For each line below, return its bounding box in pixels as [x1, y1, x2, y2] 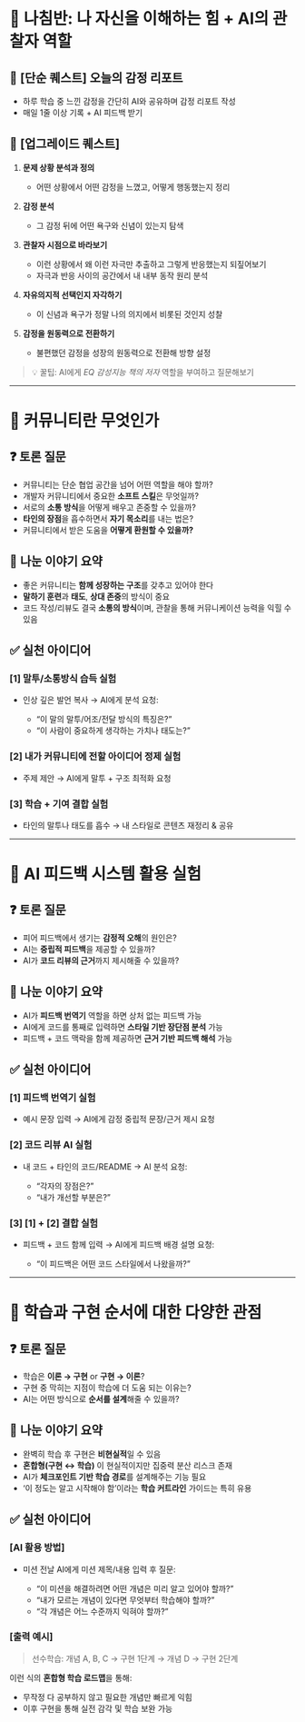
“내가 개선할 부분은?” [35, 1191, 111, 1202]
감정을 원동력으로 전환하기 [22, 328, 115, 339]
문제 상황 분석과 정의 [22, 162, 95, 173]
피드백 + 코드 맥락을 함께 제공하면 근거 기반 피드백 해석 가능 [22, 1032, 233, 1043]
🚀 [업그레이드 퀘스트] [9, 136, 121, 152]
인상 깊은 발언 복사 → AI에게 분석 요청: [22, 694, 159, 705]
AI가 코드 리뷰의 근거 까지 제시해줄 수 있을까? [22, 955, 180, 966]
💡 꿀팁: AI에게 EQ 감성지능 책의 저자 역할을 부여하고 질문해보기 [31, 366, 254, 377]
